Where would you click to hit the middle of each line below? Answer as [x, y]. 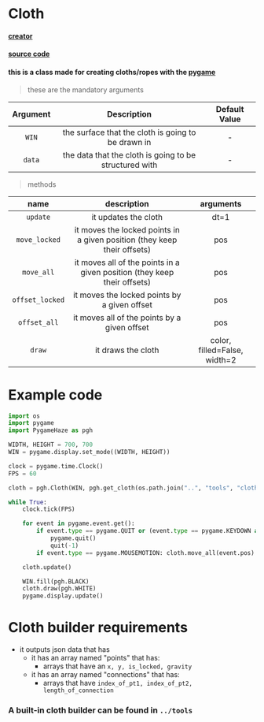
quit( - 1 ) [64, 545]
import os [24, 416]
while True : [27, 502]
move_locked [38, 240]
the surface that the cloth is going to [129, 132]
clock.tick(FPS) [49, 509]
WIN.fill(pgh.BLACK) [56, 581]
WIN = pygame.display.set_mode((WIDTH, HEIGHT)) [89, 452]
